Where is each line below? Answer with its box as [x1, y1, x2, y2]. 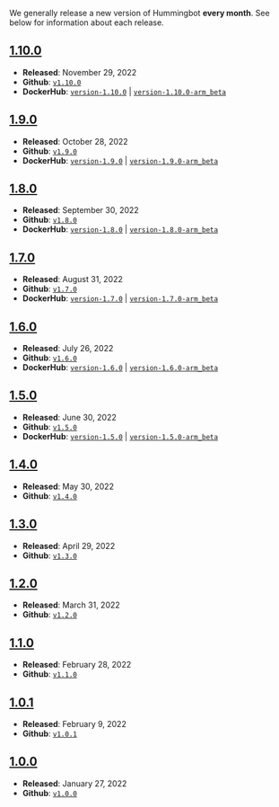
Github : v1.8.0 [22, 215, 78, 226]
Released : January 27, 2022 [22, 777, 127, 789]
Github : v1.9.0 [22, 146, 78, 156]
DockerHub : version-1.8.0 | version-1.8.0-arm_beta [22, 224, 218, 235]
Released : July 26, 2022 [22, 343, 114, 354]
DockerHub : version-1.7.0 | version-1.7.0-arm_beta [22, 293, 218, 304]
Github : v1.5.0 [22, 421, 78, 432]
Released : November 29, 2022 [22, 67, 137, 77]
